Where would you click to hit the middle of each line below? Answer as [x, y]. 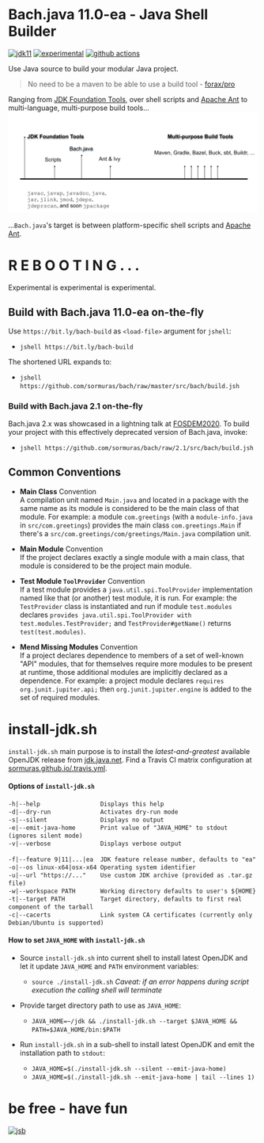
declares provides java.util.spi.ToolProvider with [106, 615]
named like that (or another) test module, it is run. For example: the [128, 598]
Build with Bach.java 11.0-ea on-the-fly [106, 312]
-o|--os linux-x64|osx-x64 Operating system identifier [102, 867]
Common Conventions [64, 472]
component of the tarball [51, 907]
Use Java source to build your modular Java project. [94, 68]
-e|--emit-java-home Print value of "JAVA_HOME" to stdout [118, 828]
